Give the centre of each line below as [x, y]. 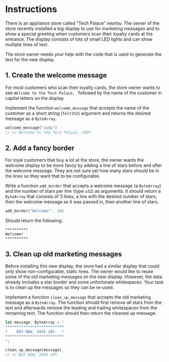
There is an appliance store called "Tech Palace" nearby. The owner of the [82, 23]
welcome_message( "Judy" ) [31, 128]
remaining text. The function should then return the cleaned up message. [81, 313]
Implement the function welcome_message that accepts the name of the [77, 108]
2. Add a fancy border [40, 148]
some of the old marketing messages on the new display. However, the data [84, 277]
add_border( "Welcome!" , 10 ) [35, 211]
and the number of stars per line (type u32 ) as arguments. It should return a [83, 191]
